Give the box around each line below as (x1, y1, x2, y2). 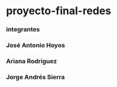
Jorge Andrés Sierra (6, 73, 65, 81)
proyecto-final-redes (6, 4, 112, 18)
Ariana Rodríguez (6, 57, 57, 65)
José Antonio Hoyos (6, 41, 65, 50)
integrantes (6, 25, 40, 34)
